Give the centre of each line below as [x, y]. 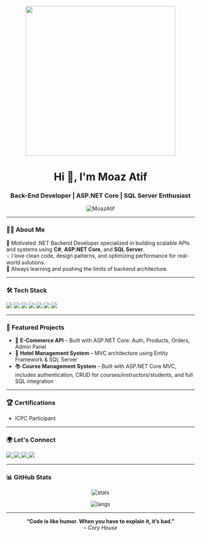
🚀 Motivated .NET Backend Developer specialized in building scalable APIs [98, 243]
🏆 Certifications [31, 403]
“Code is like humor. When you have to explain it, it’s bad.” [100, 521]
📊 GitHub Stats [29, 477]
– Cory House [100, 528]
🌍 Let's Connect [31, 439]
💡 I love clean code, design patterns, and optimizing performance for [91, 255]
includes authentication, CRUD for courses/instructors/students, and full [104, 375]
